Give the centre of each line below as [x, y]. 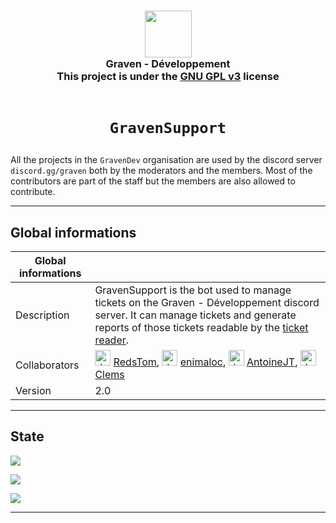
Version [33, 390]
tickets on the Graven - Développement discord [207, 302]
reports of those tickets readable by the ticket [201, 327]
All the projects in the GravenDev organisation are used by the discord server [166, 160]
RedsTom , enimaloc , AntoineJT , [205, 362]
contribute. [33, 192]
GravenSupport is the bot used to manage [193, 290]
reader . [112, 340]
